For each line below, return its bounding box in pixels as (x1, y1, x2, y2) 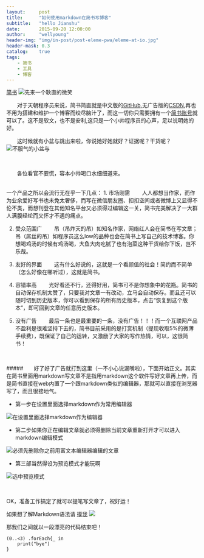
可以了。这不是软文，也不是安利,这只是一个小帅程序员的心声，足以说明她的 (6, 117, 194, 124)
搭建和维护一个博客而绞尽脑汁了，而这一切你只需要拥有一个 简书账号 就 (22, 109, 198, 116)
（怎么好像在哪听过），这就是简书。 (15, 269, 103, 276)
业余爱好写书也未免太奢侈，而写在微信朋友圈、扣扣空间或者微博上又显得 (11, 197, 192, 204)
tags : (6, 54, 20, 60)
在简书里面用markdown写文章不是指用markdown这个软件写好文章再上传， (6, 372, 192, 380)
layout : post (6, 9, 50, 15)
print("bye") (17, 541, 50, 547)
